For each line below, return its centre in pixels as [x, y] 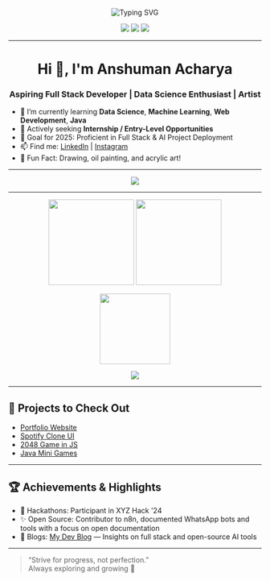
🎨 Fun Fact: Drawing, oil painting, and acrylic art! [100, 158]
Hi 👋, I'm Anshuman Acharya [135, 69]
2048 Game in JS [49, 445]
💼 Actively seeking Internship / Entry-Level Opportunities [117, 129]
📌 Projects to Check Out [69, 408]
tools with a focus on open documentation [90, 529]
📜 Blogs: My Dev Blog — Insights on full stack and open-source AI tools [138, 537]
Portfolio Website [49, 428]
